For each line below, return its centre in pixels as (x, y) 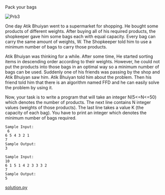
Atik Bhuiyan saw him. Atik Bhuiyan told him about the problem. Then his (78, 77)
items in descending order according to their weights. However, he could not (82, 61)
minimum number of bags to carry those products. (56, 47)
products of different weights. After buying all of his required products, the (81, 31)
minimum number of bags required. (41, 118)
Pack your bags (21, 7)
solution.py (16, 187)
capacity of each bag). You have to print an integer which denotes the (76, 113)
